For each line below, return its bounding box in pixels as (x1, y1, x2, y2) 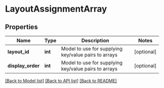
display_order (7, 62, 40, 69)
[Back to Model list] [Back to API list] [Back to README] (5, 78, 117, 84)
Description (81, 37, 109, 44)
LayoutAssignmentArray (5, 3, 107, 15)
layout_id (7, 49, 29, 55)
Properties (5, 23, 38, 31)
